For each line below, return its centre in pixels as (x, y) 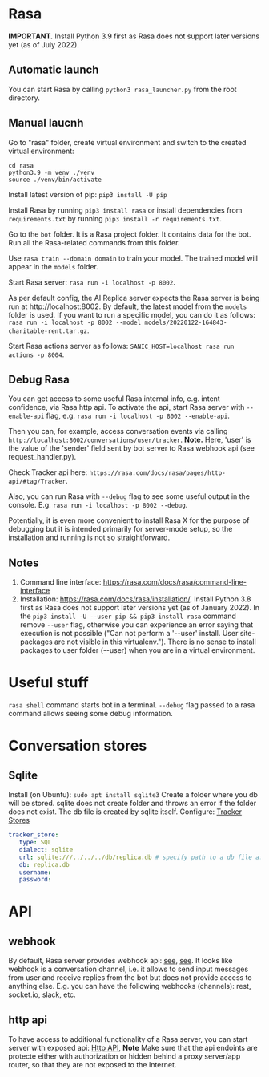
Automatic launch (54, 70)
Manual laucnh (46, 123)
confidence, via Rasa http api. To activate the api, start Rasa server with (126, 407)
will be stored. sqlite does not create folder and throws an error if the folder (132, 804)
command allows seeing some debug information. (91, 714)
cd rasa (21, 165)
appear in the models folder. (53, 266)
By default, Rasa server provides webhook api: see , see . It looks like (120, 961)
